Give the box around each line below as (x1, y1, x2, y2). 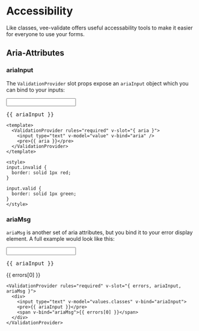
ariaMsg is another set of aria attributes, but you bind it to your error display (6, 229, 193, 236)
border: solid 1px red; (11, 170, 71, 176)
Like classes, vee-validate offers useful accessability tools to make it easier (6, 24, 193, 31)
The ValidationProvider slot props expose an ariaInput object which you (6, 79, 189, 87)
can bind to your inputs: (6, 86, 65, 93)
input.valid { (6, 185, 42, 191)
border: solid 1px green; (11, 191, 77, 197)
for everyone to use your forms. (6, 30, 85, 37)
